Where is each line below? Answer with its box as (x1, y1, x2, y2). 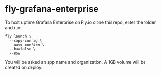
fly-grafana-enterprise (5, 3, 98, 15)
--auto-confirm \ (9, 42, 45, 47)
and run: (5, 24, 22, 30)
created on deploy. (5, 64, 43, 70)
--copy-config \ (9, 38, 42, 43)
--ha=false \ (9, 46, 36, 51)
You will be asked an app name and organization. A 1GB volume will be (5, 59, 146, 65)
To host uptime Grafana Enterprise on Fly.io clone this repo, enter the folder (5, 19, 156, 25)
